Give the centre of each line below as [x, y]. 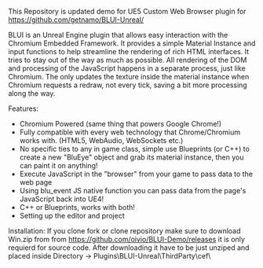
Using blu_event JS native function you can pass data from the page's [133, 191]
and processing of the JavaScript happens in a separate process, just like [127, 68]
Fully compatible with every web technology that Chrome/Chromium [130, 132]
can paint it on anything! [58, 165]
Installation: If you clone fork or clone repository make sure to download [124, 231]
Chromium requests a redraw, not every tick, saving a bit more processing [128, 85]
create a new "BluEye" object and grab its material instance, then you [131, 157]
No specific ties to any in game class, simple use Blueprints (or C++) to [134, 149]
